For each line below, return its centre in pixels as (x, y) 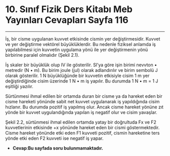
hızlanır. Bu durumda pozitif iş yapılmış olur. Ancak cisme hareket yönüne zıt (84, 107)
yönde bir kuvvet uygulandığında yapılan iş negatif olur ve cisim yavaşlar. (81, 112)
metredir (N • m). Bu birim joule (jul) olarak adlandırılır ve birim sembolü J (81, 70)
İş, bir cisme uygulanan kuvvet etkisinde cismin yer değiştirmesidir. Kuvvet (83, 38)
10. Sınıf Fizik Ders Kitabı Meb (69, 9)
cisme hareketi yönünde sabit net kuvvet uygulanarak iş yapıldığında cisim (82, 101)
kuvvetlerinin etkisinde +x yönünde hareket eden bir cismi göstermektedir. (82, 127)
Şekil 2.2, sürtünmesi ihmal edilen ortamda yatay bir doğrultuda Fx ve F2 (81, 122)
